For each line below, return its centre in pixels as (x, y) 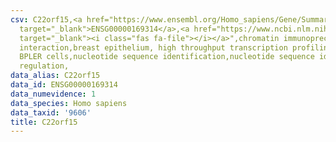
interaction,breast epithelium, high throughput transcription (153, 47)
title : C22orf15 (44, 122)
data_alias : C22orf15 (55, 76)
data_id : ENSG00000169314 (64, 85)
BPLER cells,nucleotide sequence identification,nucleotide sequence (167, 57)
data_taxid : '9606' (51, 112)
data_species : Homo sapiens (69, 103)
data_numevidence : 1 (53, 94)
